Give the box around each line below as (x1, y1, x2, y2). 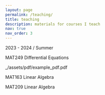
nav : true (5, 26, 26, 31)
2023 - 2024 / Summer (5, 45, 54, 51)
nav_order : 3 (5, 31, 33, 36)
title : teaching (5, 17, 39, 22)
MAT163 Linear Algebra (5, 74, 54, 80)
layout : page (5, 7, 33, 13)
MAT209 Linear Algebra (5, 84, 55, 90)
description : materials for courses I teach (5, 21, 100, 27)
